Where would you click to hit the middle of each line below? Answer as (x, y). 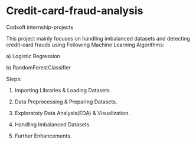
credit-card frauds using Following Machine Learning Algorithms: (85, 45)
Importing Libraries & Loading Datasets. (63, 90)
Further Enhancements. (43, 136)
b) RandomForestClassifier (38, 67)
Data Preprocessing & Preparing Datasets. (66, 102)
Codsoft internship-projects (40, 27)
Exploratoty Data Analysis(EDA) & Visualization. (72, 113)
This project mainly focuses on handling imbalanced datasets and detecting (98, 38)
